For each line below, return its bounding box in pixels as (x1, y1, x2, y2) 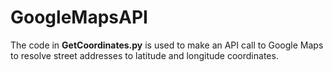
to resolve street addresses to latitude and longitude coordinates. (10, 49, 279, 61)
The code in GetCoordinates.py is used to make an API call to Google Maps (10, 39, 324, 51)
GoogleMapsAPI (10, 6, 148, 29)
